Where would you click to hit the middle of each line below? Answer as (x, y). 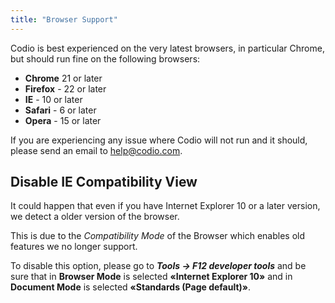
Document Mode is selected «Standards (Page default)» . (131, 287)
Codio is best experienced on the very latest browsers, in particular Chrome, (167, 48)
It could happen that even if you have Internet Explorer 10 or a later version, (165, 206)
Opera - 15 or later (63, 120)
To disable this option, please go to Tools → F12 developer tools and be (158, 266)
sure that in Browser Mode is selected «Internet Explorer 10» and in (151, 277)
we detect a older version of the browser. (95, 217)
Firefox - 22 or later (65, 88)
